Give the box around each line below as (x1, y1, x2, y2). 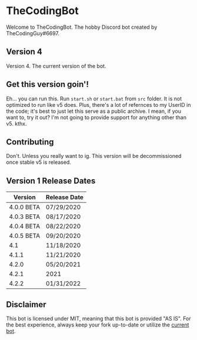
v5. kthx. (6, 120, 27, 127)
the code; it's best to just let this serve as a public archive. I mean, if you (6, 107, 181, 115)
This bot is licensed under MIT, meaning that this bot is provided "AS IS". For (6, 315, 191, 322)
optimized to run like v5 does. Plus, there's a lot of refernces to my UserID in (6, 101, 191, 108)
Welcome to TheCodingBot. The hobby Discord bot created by (6, 23, 158, 31)
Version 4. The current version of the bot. (6, 62, 106, 69)
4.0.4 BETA (9, 222, 41, 230)
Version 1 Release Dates (6, 176, 96, 186)
